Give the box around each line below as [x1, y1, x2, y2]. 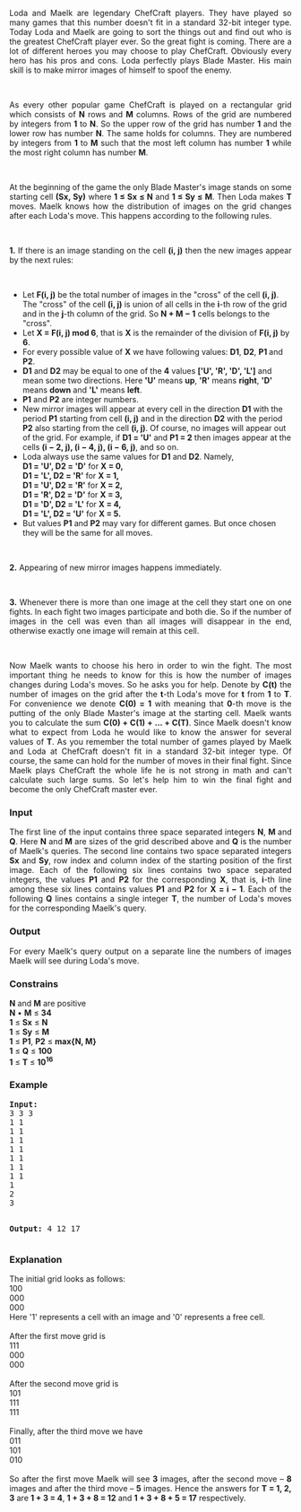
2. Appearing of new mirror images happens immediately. [9, 562, 222, 573]
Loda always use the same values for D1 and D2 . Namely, [21, 452, 235, 462]
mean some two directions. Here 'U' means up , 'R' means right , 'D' [21, 376, 273, 385]
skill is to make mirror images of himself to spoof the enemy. [9, 65, 232, 75]
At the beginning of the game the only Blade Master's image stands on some [9, 182, 292, 192]
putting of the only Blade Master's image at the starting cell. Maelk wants [9, 708, 292, 718]
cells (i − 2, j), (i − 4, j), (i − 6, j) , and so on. [21, 442, 179, 452]
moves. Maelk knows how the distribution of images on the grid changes [9, 201, 292, 212]
